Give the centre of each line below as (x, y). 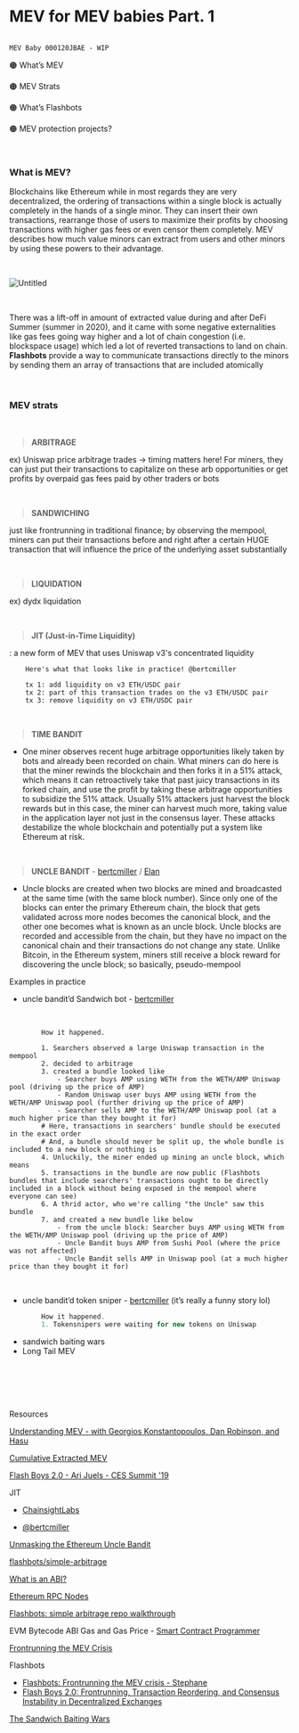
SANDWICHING (61, 513)
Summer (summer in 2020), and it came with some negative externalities (142, 327)
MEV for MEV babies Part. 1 (112, 16)
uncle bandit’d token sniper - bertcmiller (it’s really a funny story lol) (146, 1300)
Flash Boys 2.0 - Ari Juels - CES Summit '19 (89, 1475)
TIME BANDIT (57, 734)
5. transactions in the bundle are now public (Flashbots (151, 1173)
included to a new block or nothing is (83, 1149)
